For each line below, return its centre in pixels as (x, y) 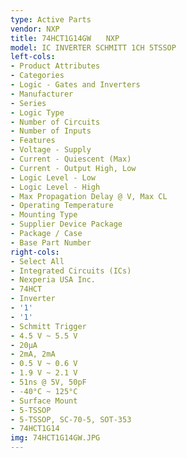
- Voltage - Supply (51, 150)
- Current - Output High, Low (73, 168)
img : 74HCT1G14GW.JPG (55, 438)
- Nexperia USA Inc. (53, 280)
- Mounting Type (44, 215)
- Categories (37, 76)
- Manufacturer (42, 94)
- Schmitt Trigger (48, 326)
